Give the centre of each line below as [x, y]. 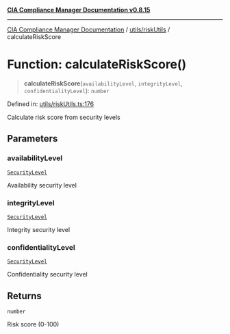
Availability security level [42, 185]
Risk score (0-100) [33, 324]
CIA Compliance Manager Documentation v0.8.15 [79, 10]
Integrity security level [39, 229]
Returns [25, 296]
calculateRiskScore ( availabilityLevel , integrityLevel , [103, 83]
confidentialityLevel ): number [67, 90]
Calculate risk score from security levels [64, 117]
